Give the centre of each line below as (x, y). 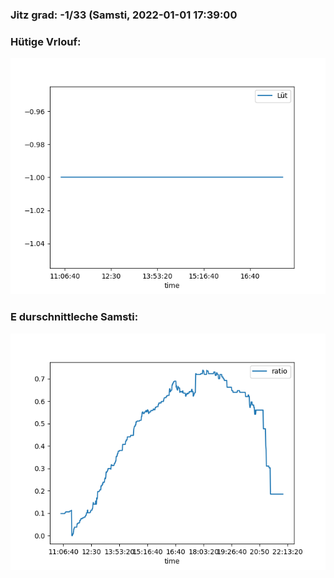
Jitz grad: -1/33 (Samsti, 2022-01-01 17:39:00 (124, 15)
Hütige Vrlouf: (46, 41)
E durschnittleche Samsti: (74, 317)
